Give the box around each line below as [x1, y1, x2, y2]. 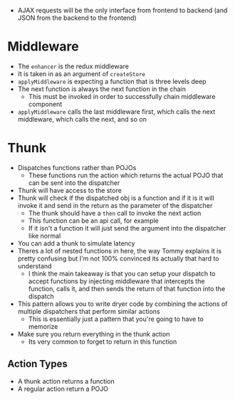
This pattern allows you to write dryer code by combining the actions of [17, 299, 228, 308]
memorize [28, 322, 58, 330]
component [28, 100, 63, 108]
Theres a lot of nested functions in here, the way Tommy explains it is [17, 246, 222, 255]
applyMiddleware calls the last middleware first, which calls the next [17, 107, 216, 116]
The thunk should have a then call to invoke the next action [28, 209, 202, 217]
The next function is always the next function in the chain [17, 85, 187, 93]
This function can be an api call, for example [28, 216, 159, 225]
